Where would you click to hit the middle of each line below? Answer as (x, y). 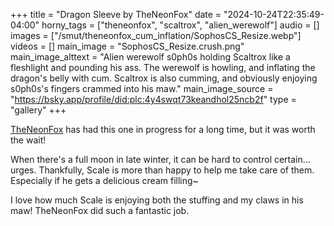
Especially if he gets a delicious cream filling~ (104, 180)
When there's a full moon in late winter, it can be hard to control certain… (160, 159)
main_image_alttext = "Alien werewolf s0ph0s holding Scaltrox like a (150, 57)
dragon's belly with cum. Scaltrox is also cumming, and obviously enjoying (164, 78)
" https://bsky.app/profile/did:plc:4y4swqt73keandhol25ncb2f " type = (153, 99)
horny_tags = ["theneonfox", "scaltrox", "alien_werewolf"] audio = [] (180, 25)
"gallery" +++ (38, 110)
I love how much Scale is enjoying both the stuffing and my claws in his (157, 200)
